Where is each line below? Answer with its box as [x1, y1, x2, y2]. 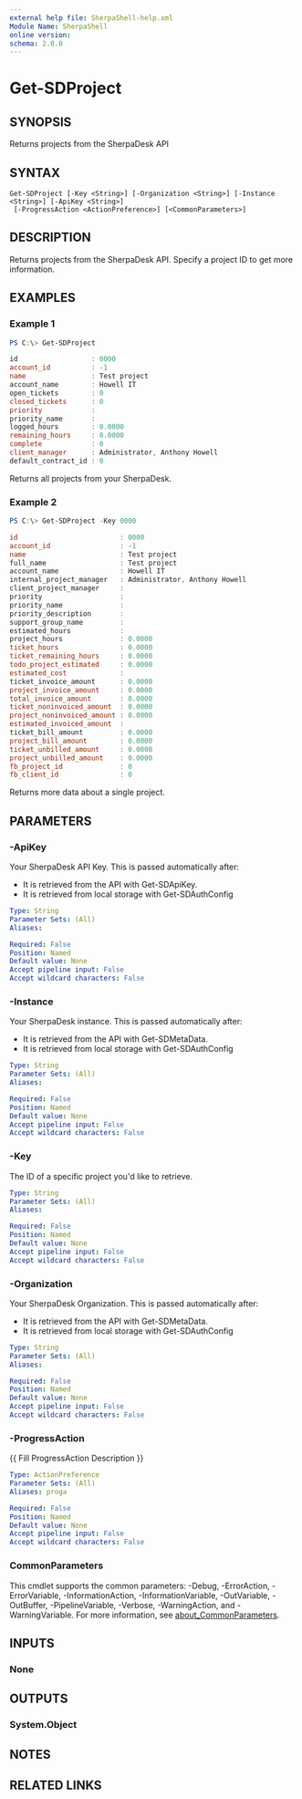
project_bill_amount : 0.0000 [9, 736, 153, 745]
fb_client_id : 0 [9, 770, 132, 780]
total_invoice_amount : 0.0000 [9, 694, 153, 703]
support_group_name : [9, 618, 125, 627]
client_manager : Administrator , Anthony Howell [9, 448, 219, 457]
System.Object [9, 1719, 78, 1731]
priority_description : [9, 608, 125, 619]
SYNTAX [9, 165, 61, 181]
